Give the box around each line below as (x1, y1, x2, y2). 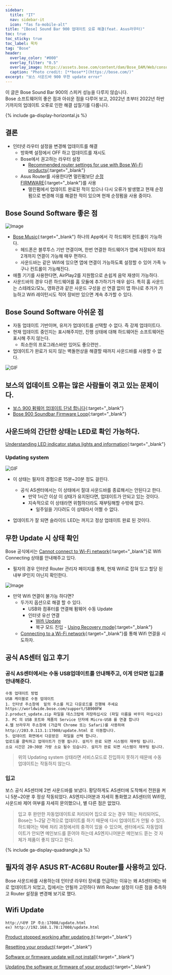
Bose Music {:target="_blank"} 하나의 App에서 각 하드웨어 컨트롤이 (12, 233, 149, 239)
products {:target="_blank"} (28, 167, 85, 173)
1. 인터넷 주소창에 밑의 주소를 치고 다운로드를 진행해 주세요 (5, 702, 119, 707)
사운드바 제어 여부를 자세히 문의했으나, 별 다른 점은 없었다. (5, 800, 121, 807)
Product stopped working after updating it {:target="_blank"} (5, 933, 132, 940)
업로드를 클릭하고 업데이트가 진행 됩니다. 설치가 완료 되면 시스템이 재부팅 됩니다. (5, 739, 156, 744)
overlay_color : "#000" (10, 55, 58, 61)
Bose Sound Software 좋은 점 (5, 209, 98, 218)
